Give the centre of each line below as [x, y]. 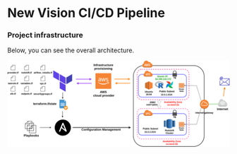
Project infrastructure [45, 35]
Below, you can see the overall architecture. [71, 50]
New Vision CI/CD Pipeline [86, 13]
